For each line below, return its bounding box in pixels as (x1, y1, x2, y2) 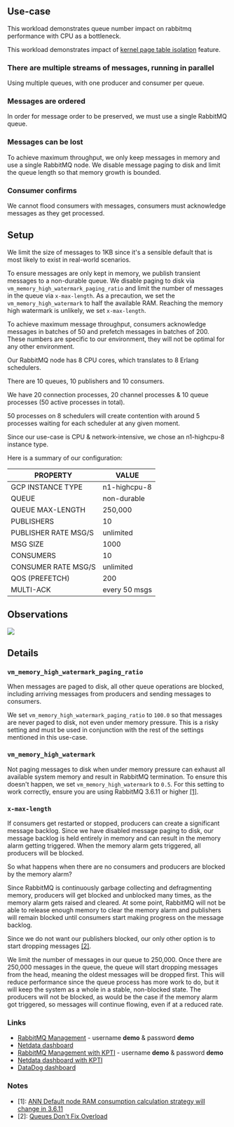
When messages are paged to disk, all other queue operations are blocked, (7, 682, 224, 691)
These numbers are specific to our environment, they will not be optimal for (7, 335, 226, 343)
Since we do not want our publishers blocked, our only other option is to (7, 934, 216, 942)
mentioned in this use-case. (7, 733, 88, 742)
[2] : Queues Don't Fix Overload (17, 1112, 108, 1120)
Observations (7, 608, 69, 620)
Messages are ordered (7, 96, 85, 106)
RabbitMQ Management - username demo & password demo (17, 1034, 195, 1042)
